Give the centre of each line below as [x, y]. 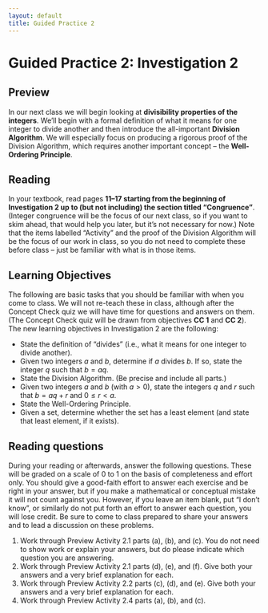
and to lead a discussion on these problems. [81, 525]
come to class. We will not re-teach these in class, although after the [121, 303]
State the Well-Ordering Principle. [75, 404]
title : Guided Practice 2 [51, 23]
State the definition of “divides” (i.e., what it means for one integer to [133, 344]
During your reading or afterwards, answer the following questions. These [130, 465]
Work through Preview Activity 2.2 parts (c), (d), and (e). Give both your [138, 583]
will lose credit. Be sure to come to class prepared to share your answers [128, 516]
